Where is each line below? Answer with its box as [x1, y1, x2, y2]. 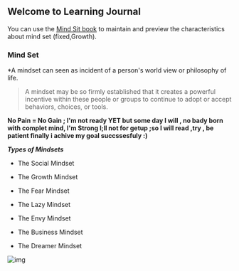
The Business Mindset [17, 228, 83, 237]
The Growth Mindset [17, 173, 78, 181]
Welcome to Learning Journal [7, 6, 141, 18]
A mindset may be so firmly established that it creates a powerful [24, 87, 216, 96]
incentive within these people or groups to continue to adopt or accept [24, 95, 232, 104]
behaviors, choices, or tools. [24, 102, 108, 111]
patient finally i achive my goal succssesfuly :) [7, 132, 148, 140]
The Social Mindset [17, 159, 75, 168]
